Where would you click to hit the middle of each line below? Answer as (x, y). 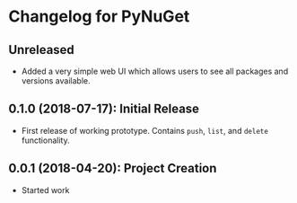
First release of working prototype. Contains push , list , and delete (144, 130)
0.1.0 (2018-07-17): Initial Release (104, 109)
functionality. (45, 140)
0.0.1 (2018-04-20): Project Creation (113, 168)
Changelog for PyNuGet (99, 17)
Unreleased (42, 50)
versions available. (56, 81)
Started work (45, 190)
